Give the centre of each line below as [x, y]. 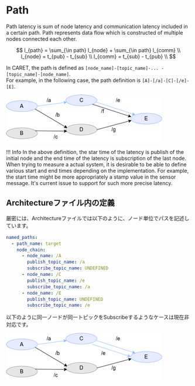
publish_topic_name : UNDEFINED [65, 299]
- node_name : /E [41, 293]
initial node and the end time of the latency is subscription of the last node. [96, 158]
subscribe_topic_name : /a [59, 287]
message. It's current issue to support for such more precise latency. [89, 183]
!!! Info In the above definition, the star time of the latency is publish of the [95, 152]
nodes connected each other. [42, 39]
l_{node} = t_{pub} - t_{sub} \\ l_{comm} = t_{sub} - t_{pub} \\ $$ [98, 56]
